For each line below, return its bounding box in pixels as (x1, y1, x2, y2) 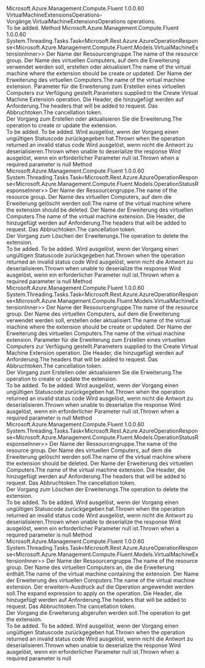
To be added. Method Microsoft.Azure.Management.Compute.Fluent (6, 24, 179, 31)
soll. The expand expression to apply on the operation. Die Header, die (6, 590, 182, 597)
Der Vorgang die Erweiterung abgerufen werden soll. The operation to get (6, 609, 191, 616)
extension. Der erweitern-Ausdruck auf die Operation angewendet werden (6, 583, 194, 590)
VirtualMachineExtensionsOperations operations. (32, 18, 156, 25)
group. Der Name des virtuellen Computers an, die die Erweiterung (6, 564, 174, 571)
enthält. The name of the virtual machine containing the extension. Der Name (6, 570, 199, 577)
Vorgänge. (6, 18, 32, 25)
